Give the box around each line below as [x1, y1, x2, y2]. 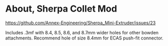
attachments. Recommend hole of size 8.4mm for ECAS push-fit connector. [5, 35, 164, 41]
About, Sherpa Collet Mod [5, 3, 117, 15]
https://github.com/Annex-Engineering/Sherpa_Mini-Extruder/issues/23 [5, 20, 156, 26]
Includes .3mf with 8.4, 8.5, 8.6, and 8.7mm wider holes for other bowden [5, 29, 159, 35]
